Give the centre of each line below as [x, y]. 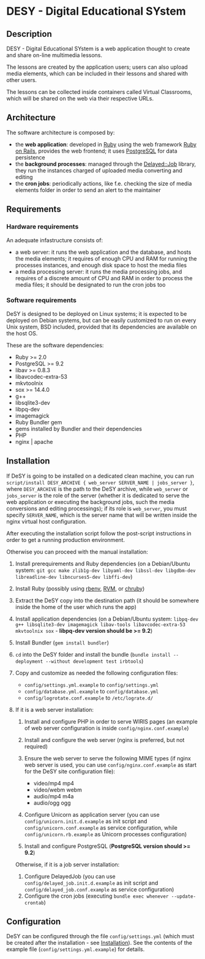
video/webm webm [58, 790]
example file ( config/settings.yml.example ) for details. [76, 949]
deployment [29, 661]
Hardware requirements [43, 227]
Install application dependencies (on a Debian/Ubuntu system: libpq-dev [107, 619]
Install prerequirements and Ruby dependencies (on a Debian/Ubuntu [103, 564]
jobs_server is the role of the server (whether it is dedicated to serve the [98, 495]
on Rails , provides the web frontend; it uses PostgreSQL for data [96, 151]
